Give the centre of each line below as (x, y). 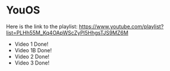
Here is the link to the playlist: (42, 26)
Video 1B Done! (33, 50)
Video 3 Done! (32, 63)
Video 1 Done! (31, 44)
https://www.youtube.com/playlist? (121, 26)
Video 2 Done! (32, 56)
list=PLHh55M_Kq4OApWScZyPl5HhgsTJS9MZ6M (67, 32)
